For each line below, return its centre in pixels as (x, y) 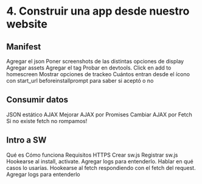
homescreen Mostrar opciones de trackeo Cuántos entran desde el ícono (98, 74)
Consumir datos (37, 100)
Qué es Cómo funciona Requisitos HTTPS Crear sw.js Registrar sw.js (92, 155)
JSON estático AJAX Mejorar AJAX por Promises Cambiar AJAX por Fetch (99, 115)
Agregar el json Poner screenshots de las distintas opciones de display (95, 61)
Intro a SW (26, 140)
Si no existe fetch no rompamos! (47, 121)
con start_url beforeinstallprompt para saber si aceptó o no (80, 81)
